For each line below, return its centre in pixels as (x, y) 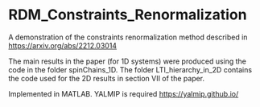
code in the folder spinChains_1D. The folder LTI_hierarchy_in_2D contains (130, 69)
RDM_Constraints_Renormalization (128, 15)
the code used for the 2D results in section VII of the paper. (107, 78)
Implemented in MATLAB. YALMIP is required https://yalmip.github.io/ (124, 93)
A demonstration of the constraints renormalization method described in (128, 37)
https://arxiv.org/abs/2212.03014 (63, 45)
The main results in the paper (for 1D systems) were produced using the (128, 61)
